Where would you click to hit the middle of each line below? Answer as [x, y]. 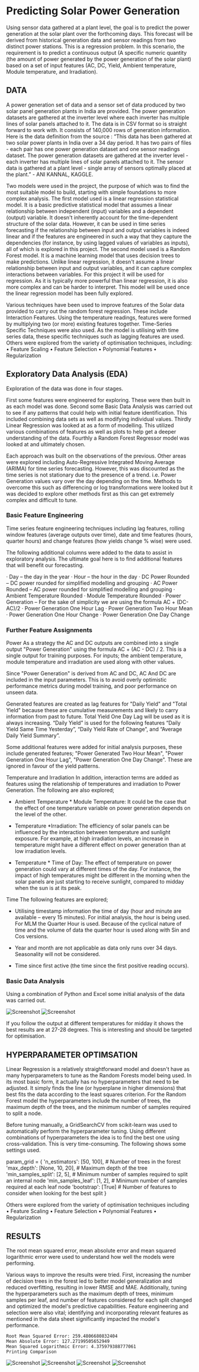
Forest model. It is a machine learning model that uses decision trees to [93, 255]
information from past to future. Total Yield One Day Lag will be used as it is [98, 717]
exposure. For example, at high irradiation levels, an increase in [92, 839]
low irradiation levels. [41, 851]
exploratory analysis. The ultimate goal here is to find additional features [94, 559]
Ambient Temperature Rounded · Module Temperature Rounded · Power [94, 596]
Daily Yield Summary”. [33, 735]
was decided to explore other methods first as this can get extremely [90, 494]
